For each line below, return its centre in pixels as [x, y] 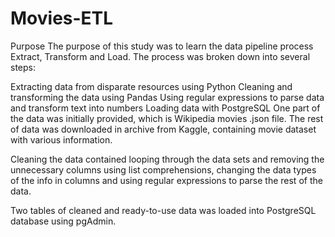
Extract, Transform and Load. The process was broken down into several [160, 56]
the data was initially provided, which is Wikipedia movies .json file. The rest [167, 118]
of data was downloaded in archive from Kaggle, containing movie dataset [163, 129]
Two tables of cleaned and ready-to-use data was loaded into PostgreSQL [163, 210]
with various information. [61, 139]
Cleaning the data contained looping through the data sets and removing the [167, 159]
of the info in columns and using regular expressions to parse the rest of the [166, 180]
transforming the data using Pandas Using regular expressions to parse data [167, 97]
